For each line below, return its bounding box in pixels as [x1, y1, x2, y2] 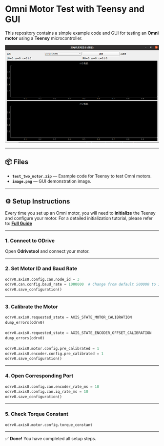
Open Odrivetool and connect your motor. [5, 248, 90, 254]
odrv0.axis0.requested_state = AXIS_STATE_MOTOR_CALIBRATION [5, 315, 132, 320]
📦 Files [5, 157, 29, 166]
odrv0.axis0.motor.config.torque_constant [5, 422, 93, 427]
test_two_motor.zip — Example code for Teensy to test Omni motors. [12, 173, 152, 179]
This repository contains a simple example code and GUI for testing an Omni [5, 30, 159, 36]
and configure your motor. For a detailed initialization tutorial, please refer [5, 215, 153, 221]
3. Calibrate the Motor [5, 303, 58, 310]
